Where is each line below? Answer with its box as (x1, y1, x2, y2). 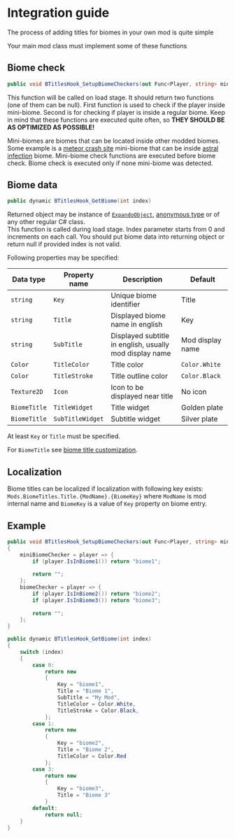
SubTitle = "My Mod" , (57, 694, 120, 701)
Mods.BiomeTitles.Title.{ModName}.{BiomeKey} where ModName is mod (7, 492, 206, 501)
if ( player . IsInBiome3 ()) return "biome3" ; (32, 596, 161, 603)
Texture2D (10, 388, 43, 396)
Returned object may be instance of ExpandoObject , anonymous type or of (7, 210, 220, 218)
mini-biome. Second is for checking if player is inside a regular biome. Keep (7, 108, 225, 116)
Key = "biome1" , (57, 681, 105, 688)
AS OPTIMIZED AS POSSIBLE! (7, 123, 95, 131)
